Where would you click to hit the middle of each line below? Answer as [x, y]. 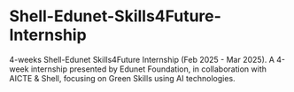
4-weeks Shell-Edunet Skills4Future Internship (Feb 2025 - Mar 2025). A [142, 59]
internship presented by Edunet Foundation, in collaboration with [149, 69]
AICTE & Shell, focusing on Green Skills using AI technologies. [123, 78]
